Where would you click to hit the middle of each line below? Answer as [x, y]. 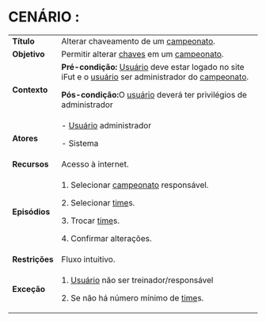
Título [23, 41]
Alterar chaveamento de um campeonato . [139, 41]
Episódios [31, 212]
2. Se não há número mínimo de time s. [133, 297]
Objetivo [28, 54]
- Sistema [80, 143]
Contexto [30, 90]
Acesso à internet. [95, 164]
